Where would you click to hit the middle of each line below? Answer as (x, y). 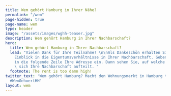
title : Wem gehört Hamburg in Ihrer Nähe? (51, 10)
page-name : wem (21, 24)
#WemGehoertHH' (26, 81)
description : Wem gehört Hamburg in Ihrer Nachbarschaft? (68, 39)
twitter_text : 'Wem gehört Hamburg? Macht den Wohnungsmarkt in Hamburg (84, 76)
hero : (11, 43)
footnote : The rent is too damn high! (51, 72)
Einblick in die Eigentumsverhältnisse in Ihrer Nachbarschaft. (84, 57)
